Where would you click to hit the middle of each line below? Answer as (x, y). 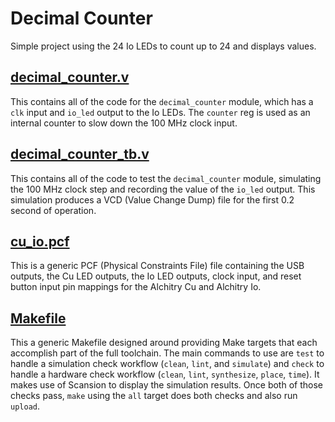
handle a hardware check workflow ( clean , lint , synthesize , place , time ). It (165, 374)
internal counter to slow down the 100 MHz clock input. (124, 123)
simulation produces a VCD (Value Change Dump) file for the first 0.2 (152, 199)
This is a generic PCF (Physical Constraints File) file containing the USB (157, 266)
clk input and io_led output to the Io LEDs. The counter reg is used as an (160, 112)
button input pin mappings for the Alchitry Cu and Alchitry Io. (136, 287)
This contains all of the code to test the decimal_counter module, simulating (166, 178)
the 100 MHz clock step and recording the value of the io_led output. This (163, 189)
